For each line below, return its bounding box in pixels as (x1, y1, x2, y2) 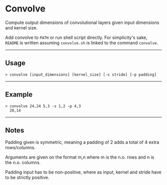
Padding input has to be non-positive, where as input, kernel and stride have (5, 169, 162, 175)
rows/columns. (5, 145, 36, 151)
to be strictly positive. (5, 175, 50, 181)
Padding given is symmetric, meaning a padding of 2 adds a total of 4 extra (5, 139, 160, 145)
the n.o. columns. (5, 160, 41, 166)
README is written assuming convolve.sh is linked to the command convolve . (5, 39, 158, 45)
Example (5, 90, 33, 99)
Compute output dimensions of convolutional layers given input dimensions (5, 19, 160, 25)
